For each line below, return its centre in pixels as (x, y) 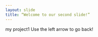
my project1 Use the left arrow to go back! (49, 29)
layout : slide (20, 10)
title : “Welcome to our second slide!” (48, 15)
